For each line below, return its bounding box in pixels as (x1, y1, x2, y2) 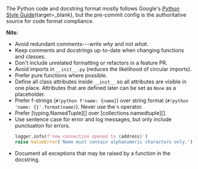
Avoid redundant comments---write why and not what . (14, 41, 149, 47)
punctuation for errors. (14, 122, 71, 129)
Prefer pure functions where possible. (14, 72, 108, 79)
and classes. (14, 53, 46, 60)
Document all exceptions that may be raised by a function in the (14, 149, 171, 157)
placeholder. (14, 91, 46, 97)
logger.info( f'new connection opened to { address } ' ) (14, 134, 148, 139)
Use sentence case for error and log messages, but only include (14, 116, 172, 123)
